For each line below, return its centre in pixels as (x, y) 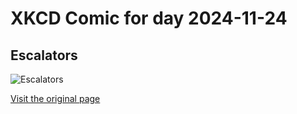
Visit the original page (55, 98)
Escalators (44, 55)
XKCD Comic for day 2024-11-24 (149, 18)
